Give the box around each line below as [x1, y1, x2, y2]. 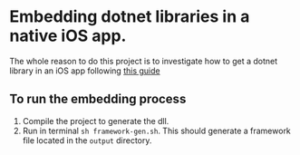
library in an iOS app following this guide [9, 65, 160, 76]
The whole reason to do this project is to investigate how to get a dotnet [9, 55, 278, 66]
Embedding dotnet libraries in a [9, 6, 250, 27]
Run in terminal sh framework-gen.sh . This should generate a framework [22, 125, 292, 136]
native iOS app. [9, 25, 127, 46]
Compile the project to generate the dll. [22, 115, 169, 126]
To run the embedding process [9, 92, 187, 107]
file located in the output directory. [22, 134, 152, 146]
